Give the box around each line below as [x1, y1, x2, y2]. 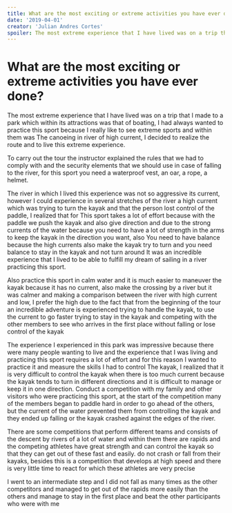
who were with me [7, 500, 60, 508]
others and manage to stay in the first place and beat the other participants [7, 492, 221, 501]
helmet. [7, 176, 29, 184]
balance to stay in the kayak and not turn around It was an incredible [7, 248, 202, 256]
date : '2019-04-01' [7, 17, 64, 23]
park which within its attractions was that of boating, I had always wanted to [7, 119, 224, 127]
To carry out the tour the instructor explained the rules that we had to [7, 154, 204, 162]
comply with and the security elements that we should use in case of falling [7, 162, 222, 170]
